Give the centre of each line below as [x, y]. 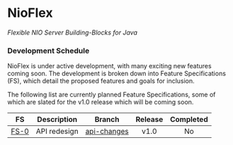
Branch [107, 120]
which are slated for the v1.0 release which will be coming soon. [101, 102]
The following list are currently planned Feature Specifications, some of [112, 95]
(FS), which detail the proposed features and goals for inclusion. [101, 81]
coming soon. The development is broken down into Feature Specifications [117, 74]
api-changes [107, 132]
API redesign [57, 132]
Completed [189, 120]
